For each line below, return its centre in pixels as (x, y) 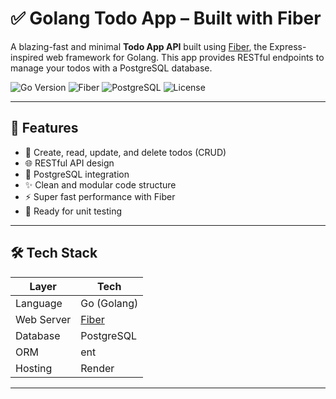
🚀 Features (44, 128)
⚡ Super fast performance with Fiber (100, 196)
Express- (288, 46)
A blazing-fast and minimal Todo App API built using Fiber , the (139, 46)
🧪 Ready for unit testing (73, 211)
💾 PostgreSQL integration (77, 174)
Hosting (34, 368)
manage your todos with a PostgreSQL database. (111, 68)
